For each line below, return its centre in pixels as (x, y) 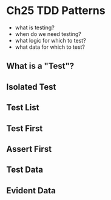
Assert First (29, 149)
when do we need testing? (48, 34)
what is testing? (35, 27)
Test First (25, 128)
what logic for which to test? (50, 40)
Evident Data (31, 191)
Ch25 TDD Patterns (56, 11)
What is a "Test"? (40, 66)
